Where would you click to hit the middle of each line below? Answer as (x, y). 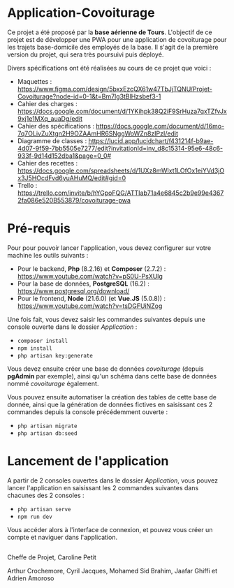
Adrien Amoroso (31, 578)
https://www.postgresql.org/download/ (73, 291)
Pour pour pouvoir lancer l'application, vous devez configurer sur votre (109, 248)
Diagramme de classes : (52, 140)
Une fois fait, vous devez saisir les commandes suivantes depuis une (107, 319)
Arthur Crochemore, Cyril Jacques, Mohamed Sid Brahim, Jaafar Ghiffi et (112, 571)
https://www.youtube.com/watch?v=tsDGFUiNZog (90, 306)
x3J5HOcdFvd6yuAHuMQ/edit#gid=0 (72, 178)
